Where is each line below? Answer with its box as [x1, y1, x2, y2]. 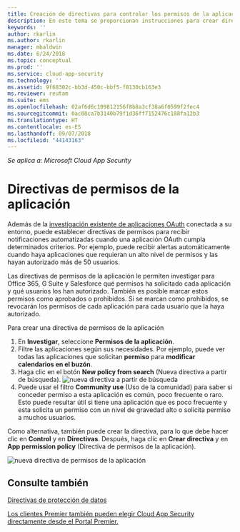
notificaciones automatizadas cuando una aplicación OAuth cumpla [7, 235, 206, 244]
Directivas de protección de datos [7, 496, 107, 504]
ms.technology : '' [7, 76, 62, 84]
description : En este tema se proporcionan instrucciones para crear [7, 17, 219, 24]
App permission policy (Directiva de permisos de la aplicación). [7, 442, 196, 451]
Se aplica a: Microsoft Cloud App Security [7, 156, 132, 165]
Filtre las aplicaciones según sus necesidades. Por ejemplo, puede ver [17, 345, 226, 353]
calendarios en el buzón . [17, 360, 93, 368]
